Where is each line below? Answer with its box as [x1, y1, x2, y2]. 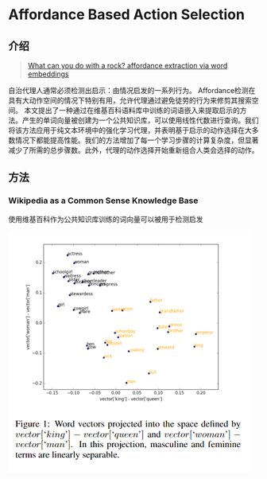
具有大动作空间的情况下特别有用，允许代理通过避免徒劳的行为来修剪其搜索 [8, 95, 252, 105]
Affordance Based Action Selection [8, 6, 245, 24]
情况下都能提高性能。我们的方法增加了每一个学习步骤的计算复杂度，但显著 [14, 135, 259, 145]
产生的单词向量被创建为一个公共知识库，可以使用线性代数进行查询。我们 [21, 115, 259, 125]
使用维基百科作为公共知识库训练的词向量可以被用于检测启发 [8, 214, 203, 224]
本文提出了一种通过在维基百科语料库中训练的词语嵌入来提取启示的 [23, 106, 240, 115]
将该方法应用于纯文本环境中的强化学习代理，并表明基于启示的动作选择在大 [8, 126, 252, 134]
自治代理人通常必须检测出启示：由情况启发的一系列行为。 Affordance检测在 [8, 86, 256, 95]
